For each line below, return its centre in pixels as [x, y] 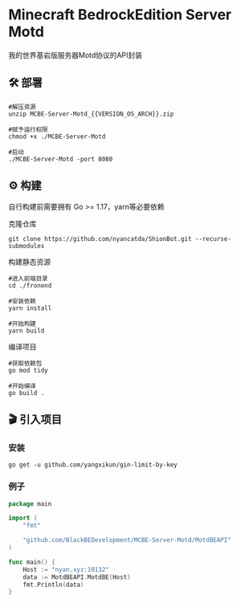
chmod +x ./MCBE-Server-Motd [57, 136]
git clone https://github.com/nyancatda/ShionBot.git [100, 238]
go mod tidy [28, 370]
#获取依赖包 [25, 363]
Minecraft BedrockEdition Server [120, 15]
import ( [23, 518]
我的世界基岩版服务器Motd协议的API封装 [75, 55]
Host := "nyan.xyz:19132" [66, 569]
